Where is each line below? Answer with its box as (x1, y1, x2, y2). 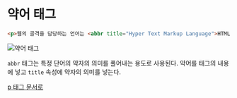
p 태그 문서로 (7, 82, 44, 91)
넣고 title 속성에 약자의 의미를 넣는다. (14, 68, 122, 76)
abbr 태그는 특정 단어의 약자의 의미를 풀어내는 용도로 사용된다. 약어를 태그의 (7, 59, 216, 67)
